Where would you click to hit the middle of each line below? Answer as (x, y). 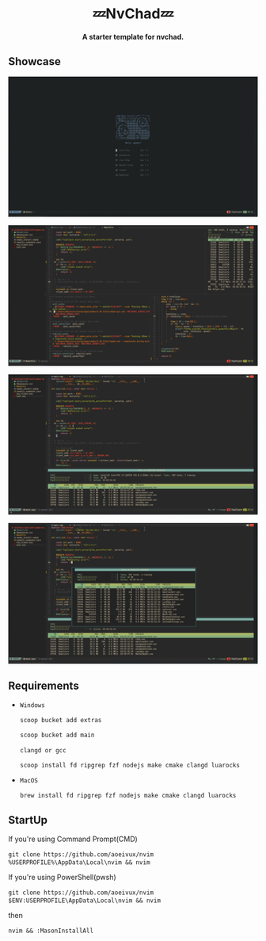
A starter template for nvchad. (133, 36)
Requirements (44, 685)
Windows (32, 706)
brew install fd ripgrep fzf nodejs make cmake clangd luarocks (128, 796)
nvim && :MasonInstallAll (51, 931)
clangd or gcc (43, 751)
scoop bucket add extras (61, 721)
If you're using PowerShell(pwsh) (62, 878)
